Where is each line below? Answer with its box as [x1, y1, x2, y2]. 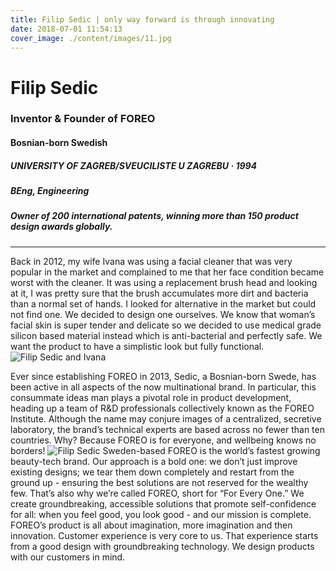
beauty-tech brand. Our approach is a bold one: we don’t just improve [10, 455, 298, 467]
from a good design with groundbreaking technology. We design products [10, 540, 315, 552]
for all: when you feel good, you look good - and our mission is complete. [10, 508, 312, 520]
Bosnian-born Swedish [10, 137, 108, 149]
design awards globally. [10, 221, 113, 233]
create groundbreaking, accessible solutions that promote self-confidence [10, 497, 317, 510]
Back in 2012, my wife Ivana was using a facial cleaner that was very [10, 255, 293, 267]
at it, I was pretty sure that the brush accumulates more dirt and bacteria [10, 287, 309, 299]
